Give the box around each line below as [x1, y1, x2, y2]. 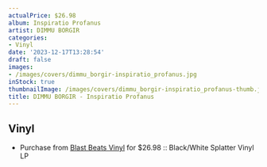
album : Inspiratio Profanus [8, 19, 102, 27]
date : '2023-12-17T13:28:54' [8, 48, 105, 56]
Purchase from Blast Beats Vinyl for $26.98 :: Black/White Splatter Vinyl [19, 143, 254, 153]
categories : [8, 33, 48, 42]
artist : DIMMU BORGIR [8, 26, 80, 34]
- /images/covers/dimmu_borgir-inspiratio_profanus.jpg [8, 70, 197, 78]
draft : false [8, 56, 52, 64]
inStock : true [8, 78, 56, 85]
